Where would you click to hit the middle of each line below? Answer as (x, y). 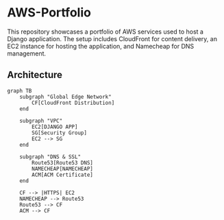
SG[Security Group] (60, 133)
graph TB (20, 90)
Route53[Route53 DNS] (63, 162)
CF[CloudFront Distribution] (73, 103)
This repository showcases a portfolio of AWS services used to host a (105, 32)
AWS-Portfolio (49, 13)
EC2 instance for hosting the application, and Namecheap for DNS (101, 46)
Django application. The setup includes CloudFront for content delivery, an (112, 38)
